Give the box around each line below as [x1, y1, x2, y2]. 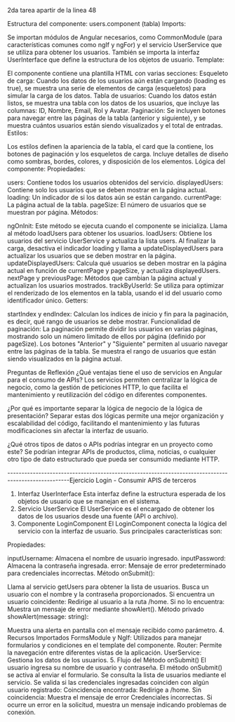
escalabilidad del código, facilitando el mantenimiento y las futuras [7, 419, 200, 427]
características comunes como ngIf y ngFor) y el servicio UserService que [7, 41, 222, 48]
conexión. [7, 708, 36, 716]
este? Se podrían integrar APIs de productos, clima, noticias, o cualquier [7, 448, 216, 455]
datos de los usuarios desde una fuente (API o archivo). [17, 512, 179, 520]
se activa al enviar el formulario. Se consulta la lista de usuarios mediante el [7, 671, 227, 679]
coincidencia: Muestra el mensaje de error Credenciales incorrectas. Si [7, 693, 213, 701]
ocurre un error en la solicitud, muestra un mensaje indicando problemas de [7, 701, 227, 709]
